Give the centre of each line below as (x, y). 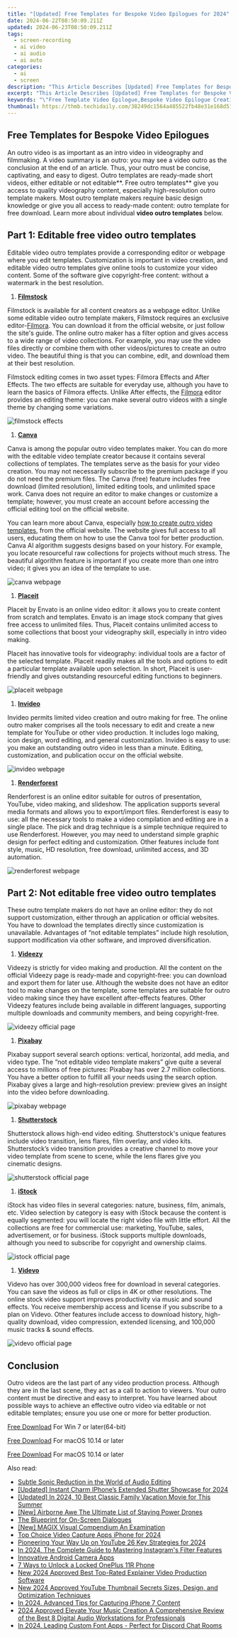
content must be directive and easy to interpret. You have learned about (112, 1398)
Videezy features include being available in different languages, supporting (117, 1006)
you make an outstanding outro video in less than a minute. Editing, (105, 747)
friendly (19, 676)
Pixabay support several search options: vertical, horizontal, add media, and (118, 1055)
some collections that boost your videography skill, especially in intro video (117, 632)
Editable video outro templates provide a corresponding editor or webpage (116, 252)
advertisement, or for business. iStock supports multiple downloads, (107, 1235)
